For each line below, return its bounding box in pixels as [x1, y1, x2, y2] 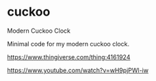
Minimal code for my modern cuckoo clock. [7, 39, 130, 48]
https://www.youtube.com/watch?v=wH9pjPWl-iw [7, 66, 149, 74]
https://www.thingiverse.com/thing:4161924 [7, 52, 131, 61]
